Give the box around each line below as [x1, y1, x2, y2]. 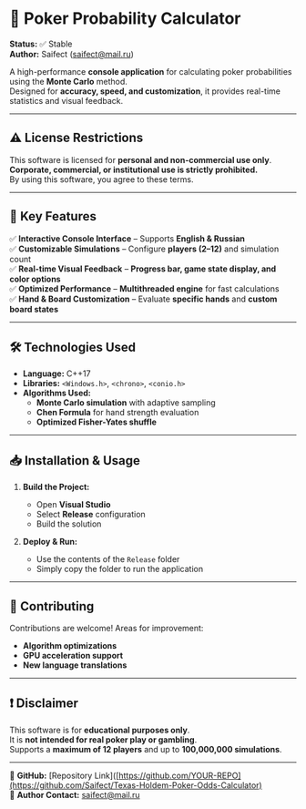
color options [9, 273, 61, 284]
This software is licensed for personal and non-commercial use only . [9, 154, 272, 165]
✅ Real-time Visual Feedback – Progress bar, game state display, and [9, 263, 277, 274]
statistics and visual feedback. [9, 95, 124, 106]
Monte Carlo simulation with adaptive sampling [36, 397, 216, 408]
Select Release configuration [36, 509, 146, 520]
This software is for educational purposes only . [9, 724, 190, 735]
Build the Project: [22, 482, 90, 493]
